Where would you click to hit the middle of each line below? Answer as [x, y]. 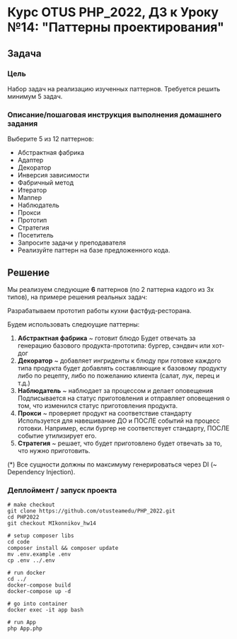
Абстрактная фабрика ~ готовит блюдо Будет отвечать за [106, 338]
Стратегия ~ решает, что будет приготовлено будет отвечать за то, [120, 443]
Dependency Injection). [41, 471]
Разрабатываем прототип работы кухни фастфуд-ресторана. [100, 310]
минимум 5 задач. [35, 96]
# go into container [38, 604]
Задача [24, 53]
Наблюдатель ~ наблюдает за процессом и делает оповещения [115, 390]
